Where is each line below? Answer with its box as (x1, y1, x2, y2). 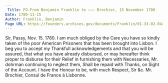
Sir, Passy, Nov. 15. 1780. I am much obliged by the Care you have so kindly (5, 35, 160, 41)
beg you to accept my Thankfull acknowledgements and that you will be (5, 45, 153, 51)
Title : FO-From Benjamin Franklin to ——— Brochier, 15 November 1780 (7, 7, 155, 12)
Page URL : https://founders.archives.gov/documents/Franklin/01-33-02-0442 (5, 21, 166, 26)
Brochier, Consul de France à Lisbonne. (5, 72, 86, 78)
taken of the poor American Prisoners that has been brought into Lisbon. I (5, 40, 157, 46)
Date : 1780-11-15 (5, 12, 41, 17)
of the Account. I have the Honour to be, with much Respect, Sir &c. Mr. (5, 67, 152, 73)
